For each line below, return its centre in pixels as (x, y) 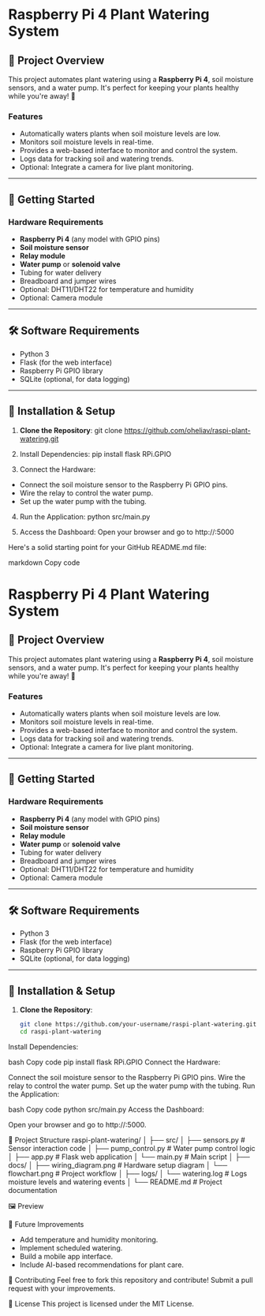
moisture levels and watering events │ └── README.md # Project (115, 1182)
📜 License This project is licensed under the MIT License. (101, 1303)
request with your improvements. (62, 1288)
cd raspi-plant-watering (60, 1032)
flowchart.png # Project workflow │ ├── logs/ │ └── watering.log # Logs (128, 1173)
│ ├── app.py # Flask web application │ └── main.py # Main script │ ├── (129, 1157)
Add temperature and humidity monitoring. (89, 1239)
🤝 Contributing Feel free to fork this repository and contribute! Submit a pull (131, 1280)
